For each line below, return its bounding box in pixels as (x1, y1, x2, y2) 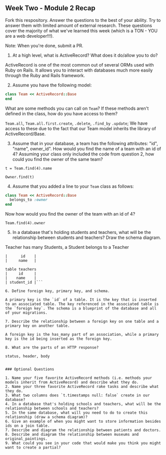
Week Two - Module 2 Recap (5, 4, 96, 12)
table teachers (5, 267, 37, 272)
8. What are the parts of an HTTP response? (5, 345, 99, 350)
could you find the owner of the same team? (12, 156, 103, 162)
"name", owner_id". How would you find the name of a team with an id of (12, 146, 162, 152)
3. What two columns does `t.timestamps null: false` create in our (5, 393, 150, 398)
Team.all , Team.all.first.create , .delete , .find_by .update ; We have (5, 120, 148, 126)
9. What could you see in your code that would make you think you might (5, 441, 162, 446)
